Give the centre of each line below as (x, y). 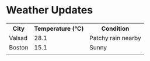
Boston (19, 47)
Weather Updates (50, 10)
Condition (115, 28)
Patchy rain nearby (115, 38)
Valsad (18, 38)
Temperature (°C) (59, 28)
